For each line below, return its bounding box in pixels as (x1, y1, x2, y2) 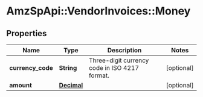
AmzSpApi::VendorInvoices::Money (6, 4, 191, 18)
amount (9, 81, 32, 89)
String (59, 64, 77, 72)
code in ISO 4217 (88, 64, 140, 72)
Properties (6, 28, 47, 39)
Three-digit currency (88, 56, 149, 64)
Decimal (59, 81, 83, 89)
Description (107, 46, 142, 54)
